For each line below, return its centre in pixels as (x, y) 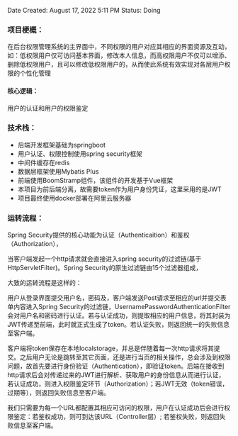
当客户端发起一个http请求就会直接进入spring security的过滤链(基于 (104, 259)
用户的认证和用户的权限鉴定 (48, 108)
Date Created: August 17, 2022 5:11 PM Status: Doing (84, 10)
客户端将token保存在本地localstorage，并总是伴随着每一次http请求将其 (110, 348)
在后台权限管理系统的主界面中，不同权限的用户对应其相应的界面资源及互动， (119, 47)
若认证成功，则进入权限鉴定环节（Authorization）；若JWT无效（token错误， (118, 384)
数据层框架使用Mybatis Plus (58, 171)
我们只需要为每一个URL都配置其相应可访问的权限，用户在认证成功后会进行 (116, 408)
